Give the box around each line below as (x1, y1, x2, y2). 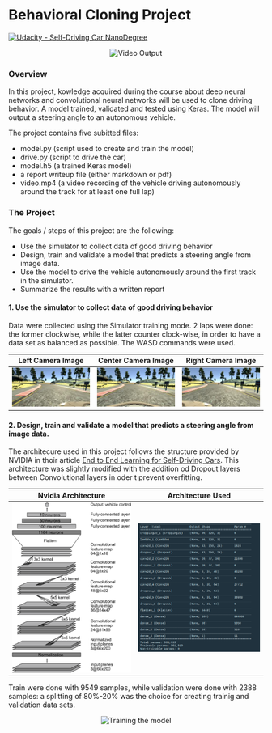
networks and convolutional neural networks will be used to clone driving (8, 95, 253, 105)
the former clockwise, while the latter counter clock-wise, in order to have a (8, 329, 261, 339)
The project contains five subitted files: (8, 128, 139, 138)
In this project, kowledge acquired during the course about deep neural (8, 87, 246, 96)
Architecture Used (167, 490, 232, 500)
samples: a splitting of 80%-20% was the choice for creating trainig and (8, 692, 249, 701)
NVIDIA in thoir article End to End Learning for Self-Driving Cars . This (8, 455, 239, 465)
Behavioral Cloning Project (8, 6, 192, 24)
